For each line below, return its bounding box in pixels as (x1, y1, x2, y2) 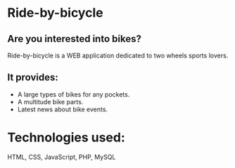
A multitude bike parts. (17, 97, 84, 106)
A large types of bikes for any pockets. (17, 90, 130, 99)
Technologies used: (7, 129, 125, 145)
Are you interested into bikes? (7, 33, 142, 45)
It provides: (7, 71, 58, 83)
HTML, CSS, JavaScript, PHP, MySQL (7, 153, 116, 161)
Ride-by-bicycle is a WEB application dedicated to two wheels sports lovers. (7, 51, 229, 59)
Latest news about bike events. (17, 105, 108, 113)
